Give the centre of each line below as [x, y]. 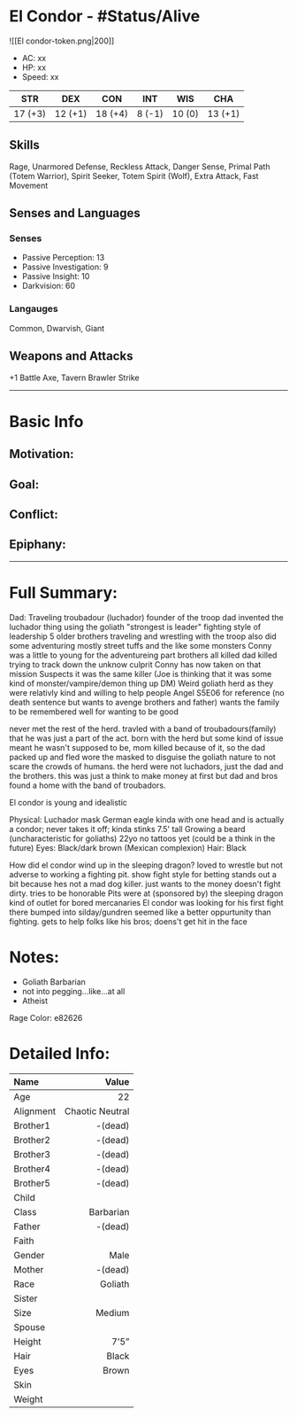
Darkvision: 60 [49, 286]
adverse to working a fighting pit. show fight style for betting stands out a [143, 874]
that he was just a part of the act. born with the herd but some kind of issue [146, 738]
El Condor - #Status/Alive [105, 16]
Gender [29, 1255]
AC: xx [34, 58]
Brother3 [32, 1154]
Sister [26, 1298]
